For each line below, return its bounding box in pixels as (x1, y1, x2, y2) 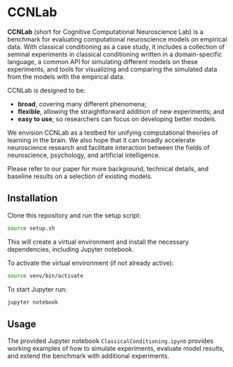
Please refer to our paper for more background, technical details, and (7, 164, 209, 173)
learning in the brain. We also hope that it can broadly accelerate (7, 135, 196, 144)
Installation (7, 192, 58, 204)
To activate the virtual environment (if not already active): (7, 259, 174, 267)
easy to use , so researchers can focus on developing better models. (17, 114, 217, 123)
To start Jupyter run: (7, 285, 67, 293)
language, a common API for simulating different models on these (7, 57, 198, 66)
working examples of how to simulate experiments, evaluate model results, (7, 344, 225, 353)
